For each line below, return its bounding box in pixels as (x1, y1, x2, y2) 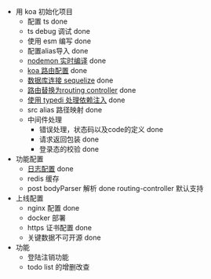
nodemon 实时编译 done (27, 56, 107, 65)
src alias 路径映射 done (27, 105, 103, 114)
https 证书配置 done (27, 223, 93, 232)
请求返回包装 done (38, 134, 100, 144)
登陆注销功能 (27, 252, 69, 262)
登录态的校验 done (38, 145, 100, 153)
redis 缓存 (27, 174, 60, 183)
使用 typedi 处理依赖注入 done (27, 95, 126, 105)
